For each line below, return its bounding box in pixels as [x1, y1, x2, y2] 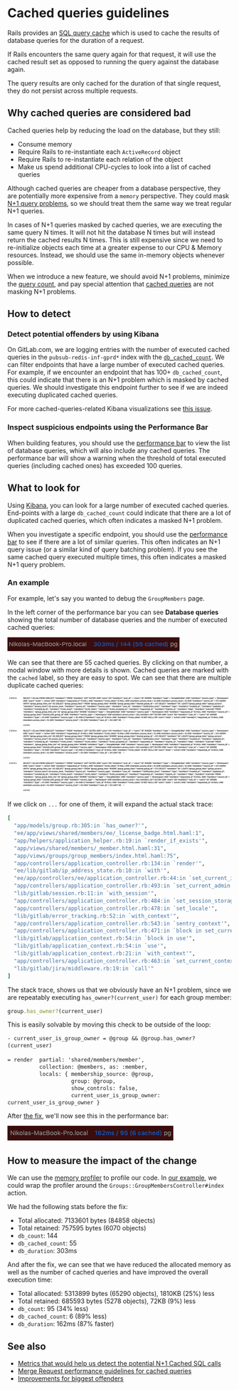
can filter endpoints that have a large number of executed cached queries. [7, 361, 225, 369]
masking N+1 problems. [7, 287, 77, 296]
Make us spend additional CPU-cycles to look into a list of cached [17, 162, 211, 171]
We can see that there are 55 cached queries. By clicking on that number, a [7, 658, 228, 667]
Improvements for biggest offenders [17, 1374, 124, 1383]
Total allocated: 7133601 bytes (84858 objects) [17, 1216, 156, 1225]
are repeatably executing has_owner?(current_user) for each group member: [7, 992, 232, 1002]
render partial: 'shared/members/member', [14, 1057, 144, 1064]
